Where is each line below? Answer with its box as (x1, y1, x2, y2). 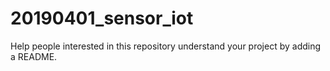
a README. (10, 50, 58, 62)
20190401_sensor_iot (10, 7, 194, 30)
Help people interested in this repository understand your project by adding (10, 40, 322, 52)
